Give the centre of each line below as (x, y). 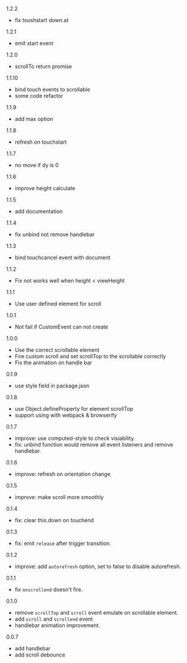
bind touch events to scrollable (52, 89)
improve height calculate (45, 188)
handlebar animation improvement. (57, 625)
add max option (34, 119)
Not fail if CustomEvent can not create (61, 327)
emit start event (34, 43)
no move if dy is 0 (37, 165)
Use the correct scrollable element (57, 350)
